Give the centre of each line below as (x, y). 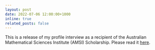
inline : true (18, 19)
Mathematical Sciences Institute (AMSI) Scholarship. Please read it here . (78, 43)
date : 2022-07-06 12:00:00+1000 (38, 14)
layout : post (18, 10)
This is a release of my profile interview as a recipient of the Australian (76, 37)
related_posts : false (27, 23)
